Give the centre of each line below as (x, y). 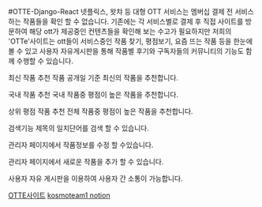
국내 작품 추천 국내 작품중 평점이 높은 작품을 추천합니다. (94, 94)
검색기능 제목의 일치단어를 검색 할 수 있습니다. (79, 128)
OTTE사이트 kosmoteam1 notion (59, 195)
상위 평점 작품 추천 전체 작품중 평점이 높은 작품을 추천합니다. (101, 111)
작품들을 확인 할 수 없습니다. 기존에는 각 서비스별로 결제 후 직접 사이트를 (133, 21)
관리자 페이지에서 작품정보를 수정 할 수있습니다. (81, 145)
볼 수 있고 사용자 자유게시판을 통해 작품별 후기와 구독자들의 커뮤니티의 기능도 (126, 51)
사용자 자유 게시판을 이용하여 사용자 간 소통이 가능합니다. (95, 179)
